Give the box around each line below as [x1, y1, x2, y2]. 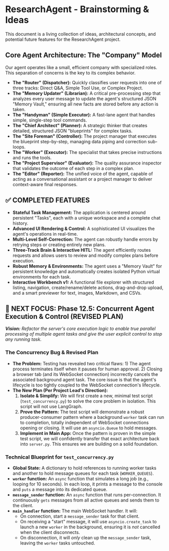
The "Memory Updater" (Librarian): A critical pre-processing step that [12, 90, 161, 96]
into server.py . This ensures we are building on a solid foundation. [20, 440, 158, 447]
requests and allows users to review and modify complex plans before [12, 252, 158, 258]
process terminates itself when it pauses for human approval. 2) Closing [12, 366, 162, 372]
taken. [12, 106, 26, 112]
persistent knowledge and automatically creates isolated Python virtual [12, 268, 160, 274]
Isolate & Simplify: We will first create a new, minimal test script [20, 393, 153, 399]
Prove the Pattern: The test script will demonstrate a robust [20, 409, 145, 415]
